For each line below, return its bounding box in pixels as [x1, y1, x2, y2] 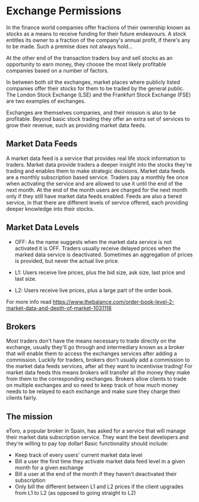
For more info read [6, 298, 52, 305]
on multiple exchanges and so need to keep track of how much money [6, 382, 178, 389]
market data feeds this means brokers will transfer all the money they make [6, 369, 190, 376]
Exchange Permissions [6, 4, 122, 18]
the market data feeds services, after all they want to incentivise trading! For [6, 363, 193, 370]
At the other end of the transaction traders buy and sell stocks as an [6, 54, 173, 61]
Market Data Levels [6, 222, 80, 233]
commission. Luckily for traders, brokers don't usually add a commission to [6, 356, 190, 363]
